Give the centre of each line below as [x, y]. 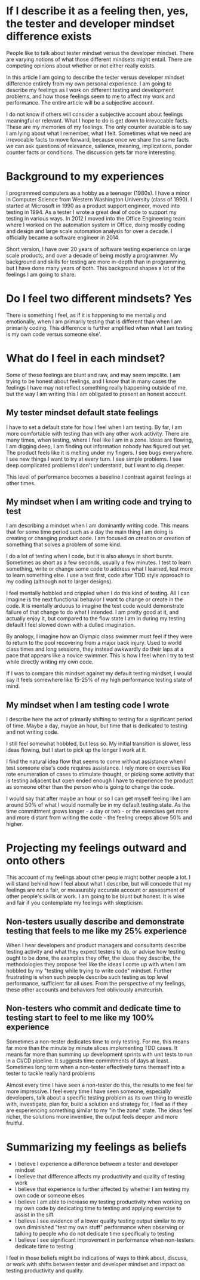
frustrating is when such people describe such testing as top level [87, 977]
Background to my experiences [85, 177]
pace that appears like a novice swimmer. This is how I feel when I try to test [100, 656]
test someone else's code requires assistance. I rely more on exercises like [98, 768]
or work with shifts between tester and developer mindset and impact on [96, 1264]
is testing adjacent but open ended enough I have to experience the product [100, 780]
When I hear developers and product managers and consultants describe [96, 945]
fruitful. [15, 1123]
